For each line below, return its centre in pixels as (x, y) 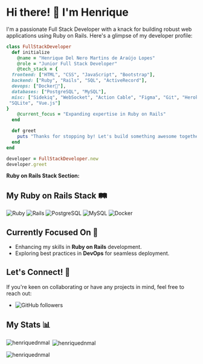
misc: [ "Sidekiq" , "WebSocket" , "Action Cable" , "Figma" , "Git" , (96, 97)
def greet (24, 131)
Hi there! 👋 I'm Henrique (67, 12)
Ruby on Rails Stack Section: (43, 176)
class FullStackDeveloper (39, 47)
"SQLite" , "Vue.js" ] (35, 103)
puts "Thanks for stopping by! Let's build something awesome (97, 137)
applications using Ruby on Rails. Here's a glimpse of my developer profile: (99, 35)
